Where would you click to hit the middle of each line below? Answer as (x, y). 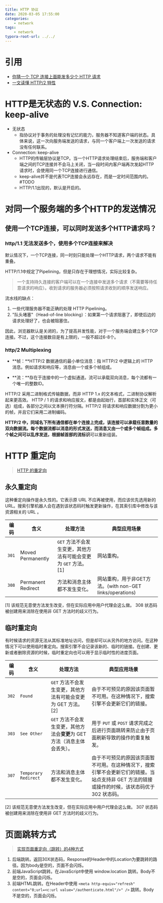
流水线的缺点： (20, 298)
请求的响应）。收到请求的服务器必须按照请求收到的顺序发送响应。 (86, 288)
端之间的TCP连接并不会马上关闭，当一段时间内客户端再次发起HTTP (87, 164)
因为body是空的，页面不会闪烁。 (53, 866)
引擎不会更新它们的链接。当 (123, 772)
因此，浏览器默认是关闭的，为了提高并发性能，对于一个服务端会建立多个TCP (81, 331)
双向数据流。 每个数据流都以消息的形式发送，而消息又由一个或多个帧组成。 (79, 428)
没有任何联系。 (34, 147)
